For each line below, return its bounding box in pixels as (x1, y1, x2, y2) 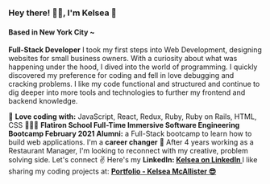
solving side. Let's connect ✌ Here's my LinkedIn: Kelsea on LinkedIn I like (8, 155, 258, 165)
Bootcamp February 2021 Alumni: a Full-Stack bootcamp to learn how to (8, 129, 252, 139)
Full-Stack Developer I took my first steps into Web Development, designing (8, 45, 262, 55)
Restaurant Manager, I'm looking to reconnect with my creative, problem (8, 146, 248, 156)
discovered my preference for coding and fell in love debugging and (8, 71, 235, 80)
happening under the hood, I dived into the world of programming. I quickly (8, 62, 258, 72)
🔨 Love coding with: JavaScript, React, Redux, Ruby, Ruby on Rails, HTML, (8, 112, 257, 121)
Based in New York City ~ (8, 27, 95, 37)
